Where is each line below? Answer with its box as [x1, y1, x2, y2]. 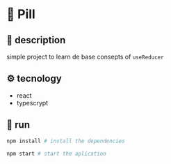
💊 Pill [6, 6, 35, 22]
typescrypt [16, 98, 49, 107]
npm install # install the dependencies [6, 137, 126, 144]
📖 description [6, 34, 66, 46]
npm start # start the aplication [6, 150, 107, 157]
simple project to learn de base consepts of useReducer [6, 52, 164, 61]
